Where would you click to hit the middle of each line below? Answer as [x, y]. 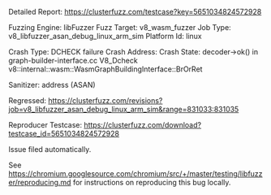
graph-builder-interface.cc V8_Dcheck [73, 61]
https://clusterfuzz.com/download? [142, 125]
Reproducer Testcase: [45, 125]
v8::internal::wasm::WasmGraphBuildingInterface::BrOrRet [105, 69]
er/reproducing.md [40, 182]
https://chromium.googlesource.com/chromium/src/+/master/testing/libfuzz [135, 173]
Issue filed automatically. [50, 149]
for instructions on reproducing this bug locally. [152, 182]
